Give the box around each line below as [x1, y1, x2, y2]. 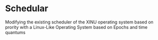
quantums [5, 29, 26, 35]
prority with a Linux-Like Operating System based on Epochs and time [5, 24, 148, 30]
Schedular [5, 3, 48, 14]
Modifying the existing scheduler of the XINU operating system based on [5, 19, 154, 25]
